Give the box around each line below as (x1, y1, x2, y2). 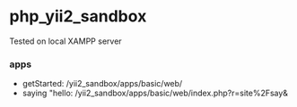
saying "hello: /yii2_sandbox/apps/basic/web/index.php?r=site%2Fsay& (22, 87, 289, 99)
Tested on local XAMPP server (9, 36, 123, 46)
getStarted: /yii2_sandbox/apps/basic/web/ (22, 78, 183, 89)
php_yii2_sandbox (9, 6, 147, 27)
